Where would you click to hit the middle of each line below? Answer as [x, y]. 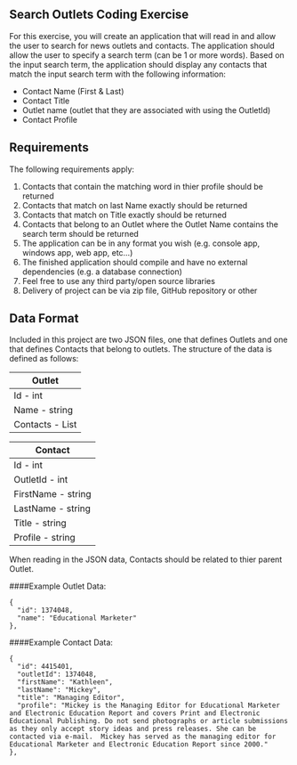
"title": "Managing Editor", [71, 698]
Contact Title [46, 101]
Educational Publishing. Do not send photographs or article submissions [149, 721]
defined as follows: [44, 359]
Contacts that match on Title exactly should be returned [124, 215]
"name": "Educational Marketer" [77, 618]
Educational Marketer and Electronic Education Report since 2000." [139, 745]
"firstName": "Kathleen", [65, 682]
